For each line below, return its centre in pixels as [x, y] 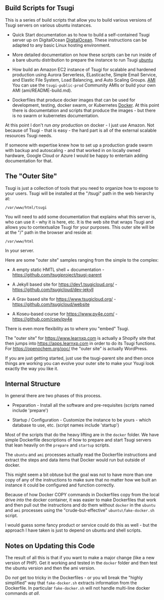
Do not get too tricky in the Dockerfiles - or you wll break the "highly [74, 578]
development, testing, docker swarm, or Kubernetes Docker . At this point [86, 105]
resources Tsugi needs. [29, 135]
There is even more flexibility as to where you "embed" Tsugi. [67, 329]
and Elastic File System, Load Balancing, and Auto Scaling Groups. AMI [84, 80]
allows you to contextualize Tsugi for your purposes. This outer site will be [80, 227]
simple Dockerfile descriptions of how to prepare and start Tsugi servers [78, 440]
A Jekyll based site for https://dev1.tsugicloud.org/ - [65, 284]
